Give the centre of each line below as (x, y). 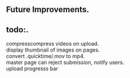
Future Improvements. (48, 10)
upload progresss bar (32, 69)
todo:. (17, 30)
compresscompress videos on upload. (52, 44)
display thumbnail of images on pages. (53, 50)
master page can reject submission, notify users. (65, 62)
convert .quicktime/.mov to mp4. (46, 56)
